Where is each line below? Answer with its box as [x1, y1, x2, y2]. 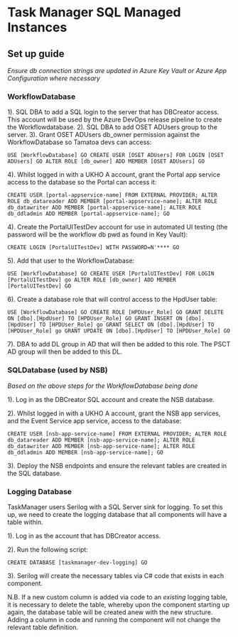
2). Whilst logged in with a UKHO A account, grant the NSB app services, [7, 409, 221, 418]
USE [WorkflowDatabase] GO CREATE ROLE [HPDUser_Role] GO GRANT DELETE [7, 309, 224, 316]
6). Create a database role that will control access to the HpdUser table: [7, 295, 218, 304]
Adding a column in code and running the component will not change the [7, 615, 221, 624]
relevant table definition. [7, 623, 79, 631]
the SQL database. [7, 469, 62, 477]
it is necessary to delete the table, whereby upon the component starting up [7, 600, 229, 609]
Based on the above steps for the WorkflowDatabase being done [7, 381, 198, 390]
